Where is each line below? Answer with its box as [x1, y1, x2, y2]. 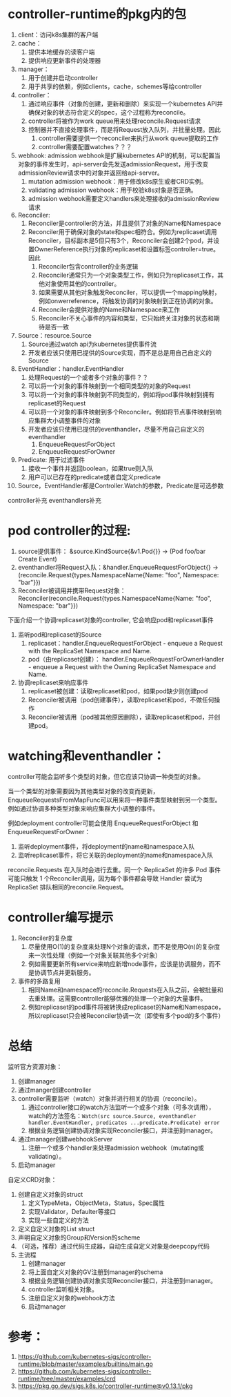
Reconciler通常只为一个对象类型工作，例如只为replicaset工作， [38, 271, 218, 279]
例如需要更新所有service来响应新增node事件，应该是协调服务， [28, 959, 209, 967]
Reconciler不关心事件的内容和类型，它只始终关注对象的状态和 [38, 314, 214, 322]
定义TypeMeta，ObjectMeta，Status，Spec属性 [28, 1199, 165, 1207]
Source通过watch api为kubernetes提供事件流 [28, 340, 157, 348]
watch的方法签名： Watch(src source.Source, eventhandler [28, 1111, 197, 1119]
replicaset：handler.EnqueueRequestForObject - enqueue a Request [28, 639, 223, 647]
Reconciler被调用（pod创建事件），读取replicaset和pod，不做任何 [28, 695, 214, 704]
